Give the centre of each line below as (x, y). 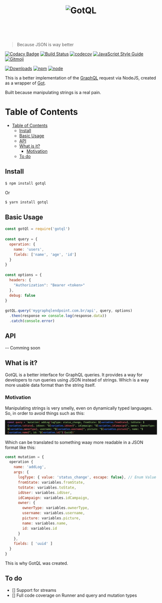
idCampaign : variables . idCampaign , (54, 498)
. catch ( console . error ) (32, 321)
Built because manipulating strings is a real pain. (53, 92)
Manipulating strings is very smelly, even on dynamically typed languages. (79, 408)
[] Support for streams (34, 590)
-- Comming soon (23, 348)
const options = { (23, 275)
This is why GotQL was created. (37, 563)
